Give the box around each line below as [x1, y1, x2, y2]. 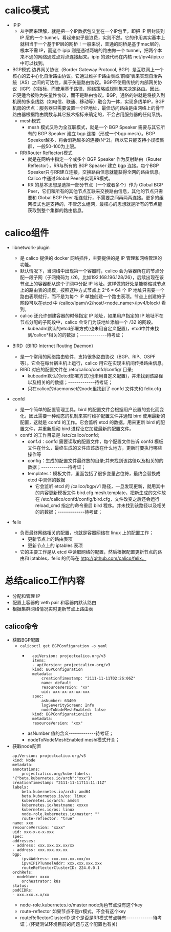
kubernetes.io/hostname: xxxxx [22, 802, 89, 808]
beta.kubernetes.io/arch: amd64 [22, 789, 91, 794]
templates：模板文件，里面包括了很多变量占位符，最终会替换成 [27, 470, 161, 476]
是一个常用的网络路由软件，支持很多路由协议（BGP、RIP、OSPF [19, 353, 156, 359]
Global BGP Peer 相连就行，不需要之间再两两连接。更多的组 [37, 194, 164, 200]
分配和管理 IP [12, 592, 40, 599]
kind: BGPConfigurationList [32, 711, 92, 717]
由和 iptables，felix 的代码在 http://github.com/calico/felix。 [19, 555, 146, 561]
